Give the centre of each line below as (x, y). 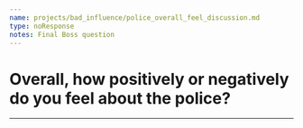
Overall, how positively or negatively (149, 79)
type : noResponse (42, 26)
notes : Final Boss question (62, 34)
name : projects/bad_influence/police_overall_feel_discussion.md (134, 18)
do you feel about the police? (120, 98)
